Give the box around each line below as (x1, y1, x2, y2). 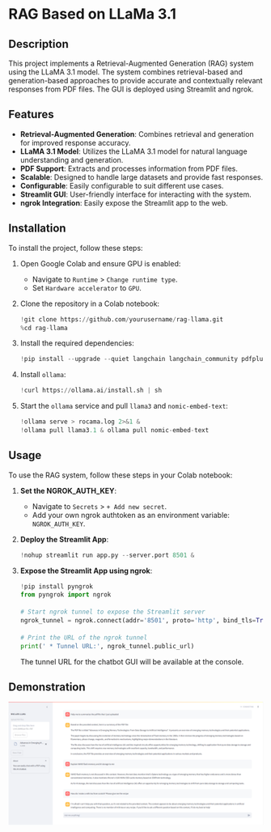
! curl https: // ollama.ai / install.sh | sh (19, 386, 163, 395)
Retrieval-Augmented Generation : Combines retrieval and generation (19, 129, 254, 138)
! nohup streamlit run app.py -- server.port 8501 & (19, 551, 195, 559)
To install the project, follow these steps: (8, 243, 143, 253)
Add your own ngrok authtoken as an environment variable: (32, 510, 231, 520)
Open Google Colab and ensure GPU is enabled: (19, 258, 181, 268)
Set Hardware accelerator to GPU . (32, 282, 142, 292)
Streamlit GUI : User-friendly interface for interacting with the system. (19, 189, 252, 199)
